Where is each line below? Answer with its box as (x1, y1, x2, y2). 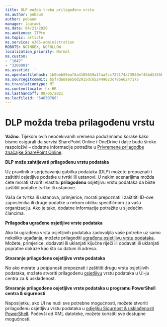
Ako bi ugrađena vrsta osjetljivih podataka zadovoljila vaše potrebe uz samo (5, 230, 161, 236)
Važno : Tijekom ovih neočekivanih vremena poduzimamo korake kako (5, 133, 149, 140)
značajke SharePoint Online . (5, 149, 63, 155)
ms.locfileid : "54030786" (5, 95, 59, 100)
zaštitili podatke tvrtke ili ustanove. (5, 185, 76, 191)
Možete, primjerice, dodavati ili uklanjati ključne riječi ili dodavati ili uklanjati (5, 240, 160, 246)
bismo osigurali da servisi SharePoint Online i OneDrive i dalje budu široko (5, 139, 157, 145)
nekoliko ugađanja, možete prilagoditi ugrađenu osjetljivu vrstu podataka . (5, 235, 155, 241)
